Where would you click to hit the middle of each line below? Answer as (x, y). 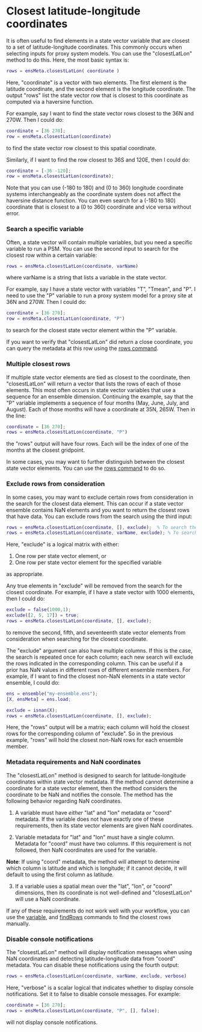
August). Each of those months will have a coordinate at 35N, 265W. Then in (101, 409)
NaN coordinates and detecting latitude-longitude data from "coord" (91, 959)
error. (13, 214)
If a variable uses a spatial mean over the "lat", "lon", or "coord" (94, 886)
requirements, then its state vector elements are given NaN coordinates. (104, 825)
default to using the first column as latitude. (60, 874)
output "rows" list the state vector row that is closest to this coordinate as (97, 95)
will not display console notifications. (52, 1022)
